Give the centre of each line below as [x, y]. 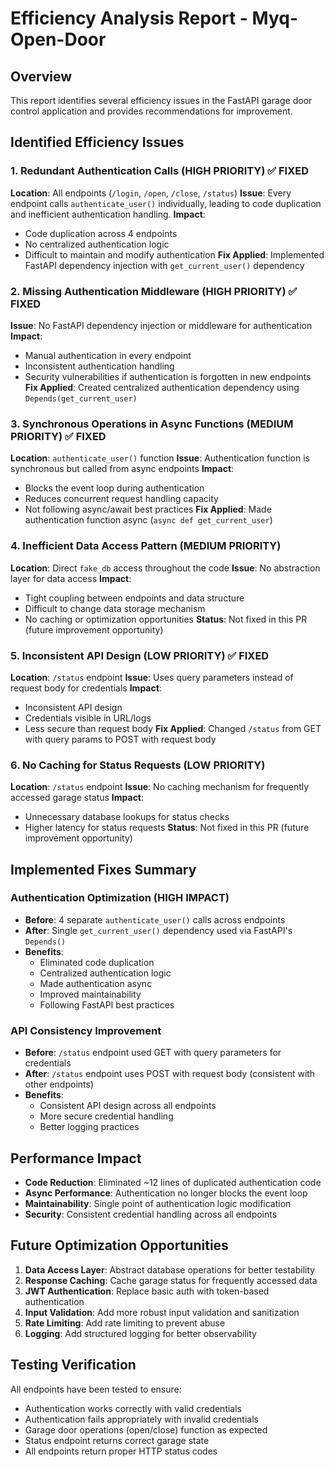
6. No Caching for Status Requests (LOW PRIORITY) [138, 765]
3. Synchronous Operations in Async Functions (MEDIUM [152, 424]
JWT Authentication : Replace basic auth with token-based [147, 1291]
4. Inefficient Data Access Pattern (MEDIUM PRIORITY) [146, 546]
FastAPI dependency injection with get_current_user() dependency [164, 265]
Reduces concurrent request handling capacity [121, 499]
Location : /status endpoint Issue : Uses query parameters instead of [152, 677]
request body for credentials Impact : [86, 688]
